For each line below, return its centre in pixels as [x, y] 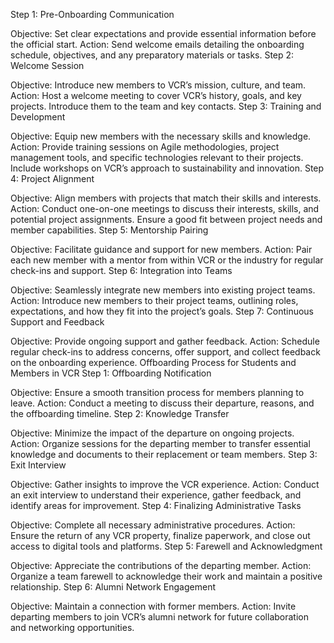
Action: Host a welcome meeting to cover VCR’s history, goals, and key [156, 95]
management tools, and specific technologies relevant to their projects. [157, 157]
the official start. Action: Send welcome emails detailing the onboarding [157, 44]
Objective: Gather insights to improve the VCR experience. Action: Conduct [165, 484]
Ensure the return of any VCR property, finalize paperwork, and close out [160, 535]
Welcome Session [47, 65]
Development [38, 117]
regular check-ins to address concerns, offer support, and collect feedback [165, 352]
